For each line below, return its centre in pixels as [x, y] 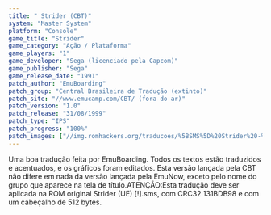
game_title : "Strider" [46, 38]
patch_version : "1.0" [45, 106]
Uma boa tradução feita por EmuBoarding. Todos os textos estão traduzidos [135, 159]
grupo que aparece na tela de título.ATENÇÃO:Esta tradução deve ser [124, 185]
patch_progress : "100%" [48, 129]
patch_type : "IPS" [39, 121]
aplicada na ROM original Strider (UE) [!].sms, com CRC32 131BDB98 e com [134, 193]
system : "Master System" [50, 23]
